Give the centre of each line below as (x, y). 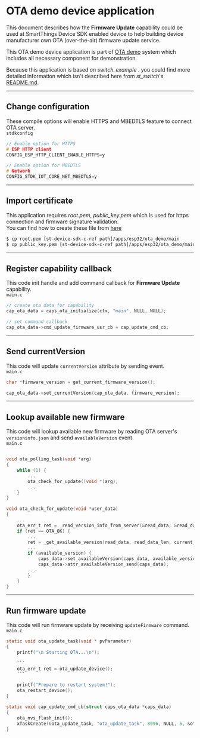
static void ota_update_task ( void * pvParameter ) (69, 641)
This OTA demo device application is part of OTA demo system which (91, 51)
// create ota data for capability (50, 306)
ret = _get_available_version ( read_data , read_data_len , (99, 542)
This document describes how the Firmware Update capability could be (95, 27)
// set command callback (37, 322)
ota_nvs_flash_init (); (45, 718)
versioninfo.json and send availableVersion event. (70, 438)
